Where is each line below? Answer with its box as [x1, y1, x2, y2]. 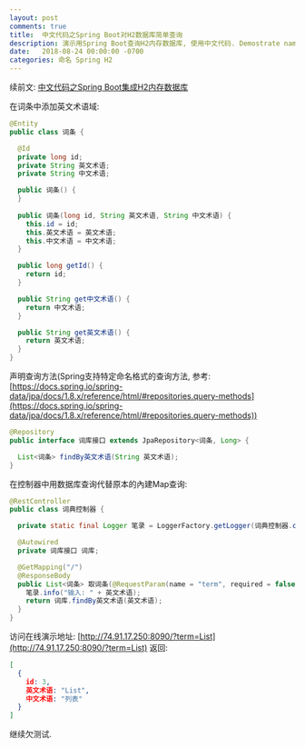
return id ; [25, 270, 67, 279]
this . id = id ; [25, 219, 79, 228]
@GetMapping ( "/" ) [17, 563, 84, 572]
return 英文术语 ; [25, 336, 86, 345]
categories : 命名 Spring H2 [9, 55, 113, 65]
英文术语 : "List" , [25, 685, 90, 695]
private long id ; [17, 152, 84, 162]
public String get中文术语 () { [17, 294, 131, 304]
